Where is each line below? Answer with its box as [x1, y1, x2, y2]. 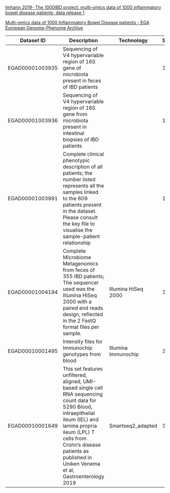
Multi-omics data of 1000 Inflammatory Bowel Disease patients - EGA [5, 20, 150, 25]
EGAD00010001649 [8, 423, 58, 429]
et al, [62, 467, 74, 473]
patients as [62, 448, 89, 454]
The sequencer [62, 279, 99, 286]
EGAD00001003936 [8, 117, 58, 124]
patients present [62, 201, 102, 208]
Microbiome [62, 254, 92, 260]
